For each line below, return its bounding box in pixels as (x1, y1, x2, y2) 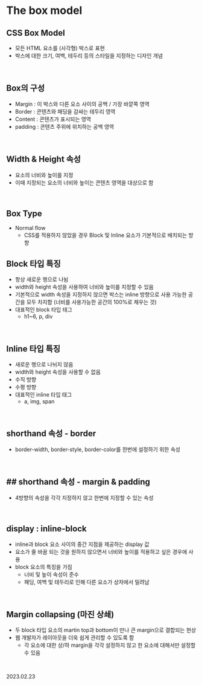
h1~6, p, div (24, 313, 53, 320)
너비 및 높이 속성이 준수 (24, 571, 80, 578)
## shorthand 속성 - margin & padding (6, 477, 151, 487)
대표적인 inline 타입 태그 (14, 391, 72, 398)
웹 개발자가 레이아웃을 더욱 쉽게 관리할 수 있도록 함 (14, 634, 134, 641)
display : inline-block (6, 524, 87, 534)
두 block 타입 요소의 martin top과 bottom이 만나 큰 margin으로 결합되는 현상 (14, 626, 197, 634)
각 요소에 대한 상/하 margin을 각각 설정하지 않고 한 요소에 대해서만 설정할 (24, 641, 196, 649)
